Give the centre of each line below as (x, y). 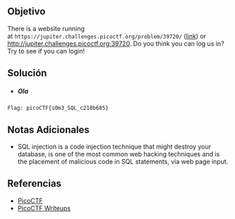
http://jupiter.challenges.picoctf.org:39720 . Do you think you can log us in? (116, 43)
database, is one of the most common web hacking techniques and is (119, 154)
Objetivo (26, 12)
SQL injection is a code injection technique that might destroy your (114, 146)
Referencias (35, 183)
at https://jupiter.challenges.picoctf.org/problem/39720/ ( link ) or (107, 36)
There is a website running (46, 28)
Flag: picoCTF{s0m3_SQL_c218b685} (58, 108)
